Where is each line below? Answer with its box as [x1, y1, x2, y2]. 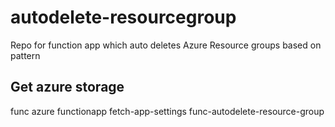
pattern [10, 49, 41, 61]
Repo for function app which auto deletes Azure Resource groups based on [10, 39, 322, 51]
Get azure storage [10, 79, 125, 96]
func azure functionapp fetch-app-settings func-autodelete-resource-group [10, 105, 325, 117]
